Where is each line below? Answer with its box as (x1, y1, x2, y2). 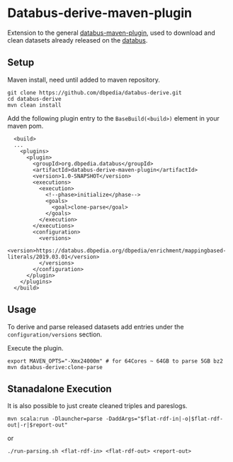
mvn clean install (7, 101, 62, 109)
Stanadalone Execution (7, 383, 112, 395)
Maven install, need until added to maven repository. (7, 75, 161, 84)
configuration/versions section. (7, 330, 103, 339)
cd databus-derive (7, 95, 62, 102)
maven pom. (7, 121, 44, 130)
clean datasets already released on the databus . (7, 35, 148, 44)
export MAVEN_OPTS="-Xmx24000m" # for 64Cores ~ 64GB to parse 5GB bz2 (7, 357, 223, 365)
